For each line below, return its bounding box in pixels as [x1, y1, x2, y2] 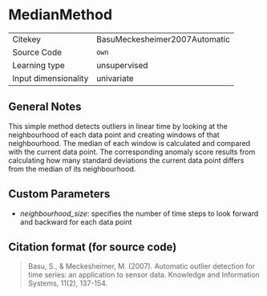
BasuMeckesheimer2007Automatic [95, 34, 231, 45]
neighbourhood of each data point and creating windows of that [8, 130, 220, 140]
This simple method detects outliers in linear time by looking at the [8, 121, 229, 131]
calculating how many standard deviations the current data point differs [8, 155, 245, 165]
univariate [95, 72, 134, 83]
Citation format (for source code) [8, 240, 177, 253]
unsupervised [95, 59, 148, 71]
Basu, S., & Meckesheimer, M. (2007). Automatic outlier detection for [27, 262, 255, 271]
